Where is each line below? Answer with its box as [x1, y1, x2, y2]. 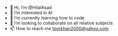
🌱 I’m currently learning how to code [9, 15, 85, 20]
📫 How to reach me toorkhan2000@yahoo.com [9, 26, 109, 31]
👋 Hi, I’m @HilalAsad [9, 5, 52, 10]
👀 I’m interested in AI [9, 10, 53, 16]
